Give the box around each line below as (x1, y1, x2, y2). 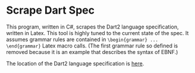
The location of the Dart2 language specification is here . (6, 60, 144, 67)
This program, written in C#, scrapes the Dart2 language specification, (6, 23, 180, 30)
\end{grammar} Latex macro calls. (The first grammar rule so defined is (6, 42, 178, 49)
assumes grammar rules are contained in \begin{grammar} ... (6, 36, 159, 43)
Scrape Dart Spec (6, 4, 95, 17)
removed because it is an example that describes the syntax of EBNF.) (6, 48, 178, 55)
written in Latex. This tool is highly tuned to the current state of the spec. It (6, 29, 189, 36)
